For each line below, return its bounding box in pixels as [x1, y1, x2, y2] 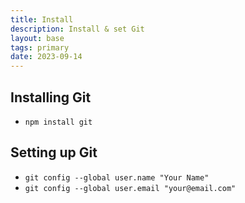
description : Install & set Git [10, 24, 145, 34]
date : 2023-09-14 [10, 52, 83, 62]
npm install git [24, 117, 93, 127]
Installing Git [10, 89, 92, 106]
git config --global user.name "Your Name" [24, 172, 210, 183]
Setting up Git [10, 144, 98, 161]
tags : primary [10, 42, 70, 53]
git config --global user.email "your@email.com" [24, 183, 237, 193]
